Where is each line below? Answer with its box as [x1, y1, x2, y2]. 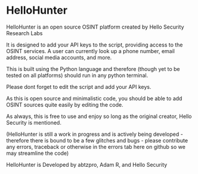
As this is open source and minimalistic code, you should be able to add [6, 95, 182, 102]
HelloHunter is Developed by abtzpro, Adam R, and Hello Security [6, 161, 168, 168]
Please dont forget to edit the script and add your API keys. [6, 83, 151, 90]
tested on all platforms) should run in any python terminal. [6, 72, 148, 79]
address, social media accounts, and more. [6, 54, 112, 61]
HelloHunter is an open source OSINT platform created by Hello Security [6, 23, 184, 30]
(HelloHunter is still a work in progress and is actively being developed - [6, 130, 183, 138]
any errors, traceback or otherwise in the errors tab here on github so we [6, 143, 186, 150]
